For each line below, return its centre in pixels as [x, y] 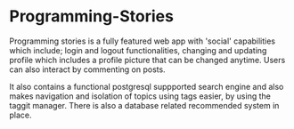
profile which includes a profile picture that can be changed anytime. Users [147, 60]
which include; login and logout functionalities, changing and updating [138, 50]
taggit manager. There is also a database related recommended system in [144, 105]
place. [21, 115]
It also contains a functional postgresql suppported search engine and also [147, 86]
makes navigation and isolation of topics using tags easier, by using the [140, 96]
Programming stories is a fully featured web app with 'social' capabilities [143, 41]
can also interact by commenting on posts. [88, 69]
